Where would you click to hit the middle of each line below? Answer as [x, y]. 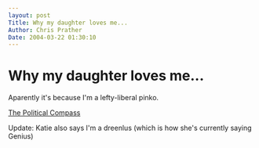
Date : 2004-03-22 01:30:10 [52, 37]
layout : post [29, 15]
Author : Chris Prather [45, 30]
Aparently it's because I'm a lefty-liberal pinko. [84, 98]
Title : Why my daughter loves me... [68, 23]
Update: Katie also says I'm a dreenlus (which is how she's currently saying [130, 128]
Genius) [21, 136]
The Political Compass [44, 113]
